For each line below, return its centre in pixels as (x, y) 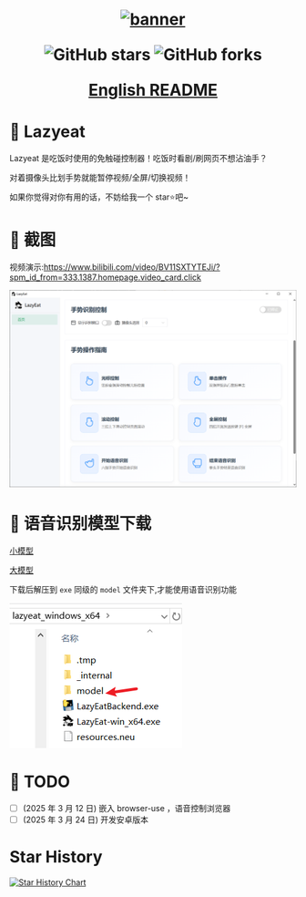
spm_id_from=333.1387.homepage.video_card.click (106, 277)
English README (153, 90)
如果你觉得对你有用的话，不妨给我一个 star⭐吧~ (99, 197)
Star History (56, 857)
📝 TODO (40, 782)
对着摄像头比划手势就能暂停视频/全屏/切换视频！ (100, 178)
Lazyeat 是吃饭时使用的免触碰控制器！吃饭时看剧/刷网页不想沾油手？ (138, 159)
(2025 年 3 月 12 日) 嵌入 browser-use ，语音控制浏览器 (127, 808)
